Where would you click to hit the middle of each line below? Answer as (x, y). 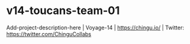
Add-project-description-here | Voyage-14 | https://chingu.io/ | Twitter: (95, 28)
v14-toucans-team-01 (63, 11)
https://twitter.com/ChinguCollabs (49, 34)
